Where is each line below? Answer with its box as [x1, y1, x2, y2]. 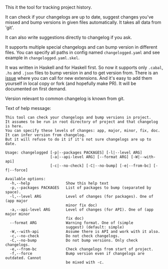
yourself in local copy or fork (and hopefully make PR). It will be [5, 80, 136, 86]
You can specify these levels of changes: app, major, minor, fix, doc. [5, 128, 160, 133]
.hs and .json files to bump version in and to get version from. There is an [5, 70, 158, 76]
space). [5, 190, 22, 195]
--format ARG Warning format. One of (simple [10, 220, 134, 225]
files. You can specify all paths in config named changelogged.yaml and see [5, 50, 160, 55]
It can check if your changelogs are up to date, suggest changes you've [5, 14, 154, 20]
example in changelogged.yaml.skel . [5, 55, 80, 61]
